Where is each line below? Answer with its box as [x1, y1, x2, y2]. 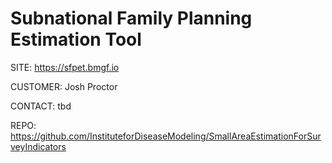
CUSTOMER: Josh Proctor [10, 80, 118, 92]
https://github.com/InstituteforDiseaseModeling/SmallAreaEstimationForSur [10, 130, 322, 142]
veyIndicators [10, 140, 67, 152]
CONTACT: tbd [10, 100, 72, 112]
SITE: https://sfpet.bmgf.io [10, 61, 120, 73]
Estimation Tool [10, 28, 142, 51]
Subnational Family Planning [10, 7, 253, 30]
